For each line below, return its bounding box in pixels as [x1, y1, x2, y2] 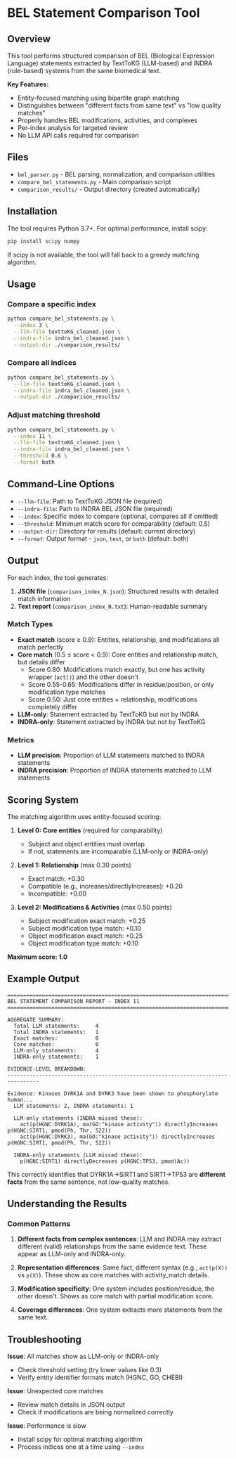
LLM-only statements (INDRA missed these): [13, 1114, 143, 1122]
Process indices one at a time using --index [17, 1443, 145, 1451]
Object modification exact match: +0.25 [27, 931, 143, 940]
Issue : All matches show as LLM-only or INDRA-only [7, 1352, 159, 1361]
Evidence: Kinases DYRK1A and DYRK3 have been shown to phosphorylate [7, 1090, 218, 1097]
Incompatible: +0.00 [27, 889, 86, 898]
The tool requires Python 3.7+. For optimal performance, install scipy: [7, 224, 209, 233]
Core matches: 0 [13, 1040, 99, 1048]
